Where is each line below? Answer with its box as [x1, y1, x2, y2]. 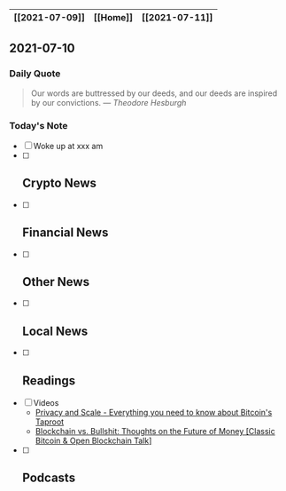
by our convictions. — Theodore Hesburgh [30, 97, 187, 107]
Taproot [35, 416, 65, 427]
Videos [33, 398, 59, 408]
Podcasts [21, 471, 76, 486]
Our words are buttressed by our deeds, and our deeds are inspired [30, 88, 278, 99]
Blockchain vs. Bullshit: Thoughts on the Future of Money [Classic [35, 426, 276, 437]
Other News [21, 274, 90, 289]
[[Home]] [93, 12, 134, 23]
